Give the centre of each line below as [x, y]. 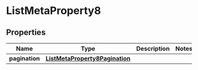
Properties [26, 32]
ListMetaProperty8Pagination [88, 58]
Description [153, 49]
